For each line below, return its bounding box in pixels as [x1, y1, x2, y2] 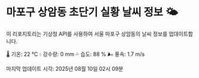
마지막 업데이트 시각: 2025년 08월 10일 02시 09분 [6, 65, 124, 72]
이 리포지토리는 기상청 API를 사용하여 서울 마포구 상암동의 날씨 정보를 [6, 30, 168, 37]
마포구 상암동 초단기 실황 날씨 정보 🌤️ [6, 5, 178, 19]
